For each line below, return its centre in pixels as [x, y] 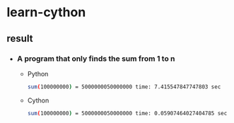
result [20, 39]
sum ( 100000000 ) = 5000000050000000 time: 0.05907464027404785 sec [127, 113]
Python [38, 74]
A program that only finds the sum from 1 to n [96, 59]
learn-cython [46, 12]
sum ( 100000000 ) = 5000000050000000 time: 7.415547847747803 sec [124, 87]
